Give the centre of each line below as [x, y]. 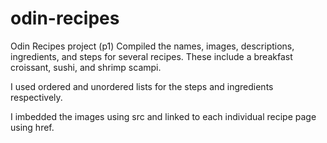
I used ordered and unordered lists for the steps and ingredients [142, 86]
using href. [32, 127]
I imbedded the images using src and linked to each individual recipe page [163, 116]
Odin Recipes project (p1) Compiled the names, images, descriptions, [152, 46]
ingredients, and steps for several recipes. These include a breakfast [151, 56]
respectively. [36, 97]
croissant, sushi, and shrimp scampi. [86, 67]
